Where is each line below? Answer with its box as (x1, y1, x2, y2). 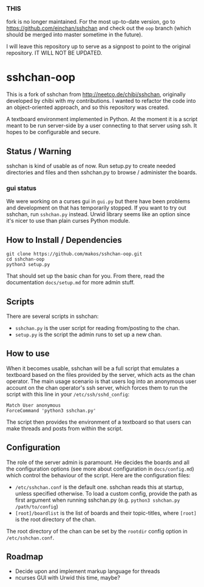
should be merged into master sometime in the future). (6, 31, 143, 38)
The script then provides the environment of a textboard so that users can (6, 418, 191, 426)
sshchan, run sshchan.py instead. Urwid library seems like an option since (6, 211, 191, 218)
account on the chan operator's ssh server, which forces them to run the (6, 384, 188, 391)
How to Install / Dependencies (6, 234, 123, 245)
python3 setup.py (6, 262, 50, 268)
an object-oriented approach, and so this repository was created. (6, 104, 169, 111)
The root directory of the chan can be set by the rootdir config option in (6, 527, 188, 535)
